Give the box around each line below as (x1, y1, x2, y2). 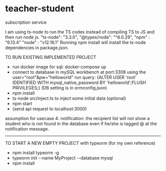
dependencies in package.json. (5, 44, 69, 50)
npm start (12, 100, 32, 106)
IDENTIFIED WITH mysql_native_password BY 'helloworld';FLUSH (12, 80, 146, 85)
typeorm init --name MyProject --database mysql (12, 155, 113, 161)
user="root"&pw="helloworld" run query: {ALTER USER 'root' (12, 74, 137, 80)
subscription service (5, 19, 47, 25)
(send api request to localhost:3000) (12, 106, 87, 112)
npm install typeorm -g (12, 149, 59, 156)
